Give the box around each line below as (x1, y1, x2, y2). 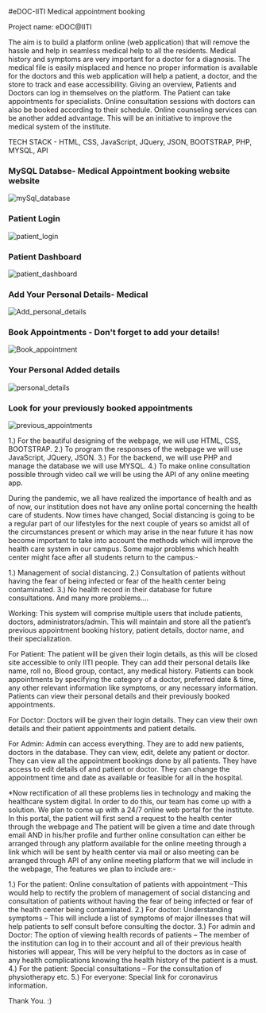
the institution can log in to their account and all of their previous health (8, 938, 242, 948)
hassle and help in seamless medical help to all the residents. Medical (8, 46, 237, 55)
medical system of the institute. (8, 122, 111, 131)
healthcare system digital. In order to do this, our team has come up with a (8, 797, 252, 807)
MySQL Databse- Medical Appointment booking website (8, 165, 230, 176)
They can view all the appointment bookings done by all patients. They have (8, 756, 257, 765)
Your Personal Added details (8, 364, 121, 376)
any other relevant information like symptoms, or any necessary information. (8, 683, 258, 693)
